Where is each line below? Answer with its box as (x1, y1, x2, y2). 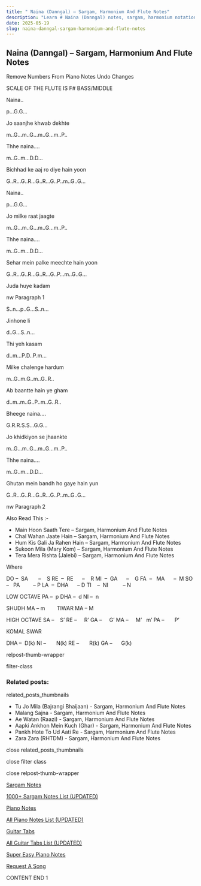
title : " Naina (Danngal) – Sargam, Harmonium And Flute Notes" (6, 8, 170, 15)
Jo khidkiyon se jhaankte (6, 433, 68, 441)
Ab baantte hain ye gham (6, 387, 68, 394)
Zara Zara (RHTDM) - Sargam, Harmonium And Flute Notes (14, 735, 160, 742)
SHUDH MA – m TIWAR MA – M (6, 605, 94, 612)
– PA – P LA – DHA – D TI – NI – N (6, 581, 132, 588)
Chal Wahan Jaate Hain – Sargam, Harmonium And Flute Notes (14, 533, 170, 540)
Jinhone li (6, 317, 31, 325)
